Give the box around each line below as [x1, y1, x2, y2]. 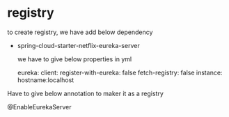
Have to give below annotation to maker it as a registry [7, 89, 164, 97]
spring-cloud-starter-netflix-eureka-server [17, 41, 141, 49]
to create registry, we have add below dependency [7, 28, 153, 36]
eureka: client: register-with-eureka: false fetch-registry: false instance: [17, 68, 223, 77]
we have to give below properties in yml [17, 54, 132, 63]
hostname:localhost [17, 75, 74, 84]
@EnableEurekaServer [7, 102, 72, 111]
